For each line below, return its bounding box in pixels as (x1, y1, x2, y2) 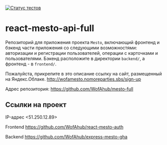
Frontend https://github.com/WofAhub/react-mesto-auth (5, 124, 123, 130)
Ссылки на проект (5, 100, 67, 109)
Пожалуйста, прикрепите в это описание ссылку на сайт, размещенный (5, 70, 162, 77)
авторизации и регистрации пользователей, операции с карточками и (5, 50, 158, 56)
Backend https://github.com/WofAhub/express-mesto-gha (5, 133, 128, 139)
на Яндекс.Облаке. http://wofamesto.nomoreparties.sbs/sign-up (5, 76, 141, 82)
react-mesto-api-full (5, 23, 94, 34)
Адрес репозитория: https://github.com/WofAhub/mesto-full (5, 86, 133, 92)
